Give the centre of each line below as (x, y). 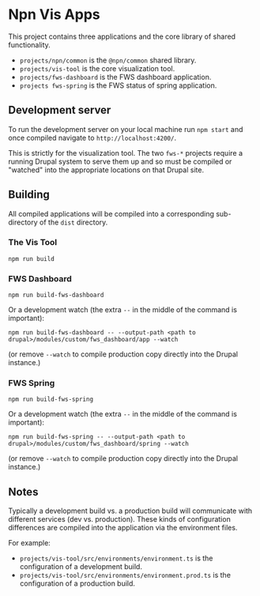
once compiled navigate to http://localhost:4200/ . (92, 138)
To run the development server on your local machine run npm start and (126, 129)
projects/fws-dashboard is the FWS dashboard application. (115, 77)
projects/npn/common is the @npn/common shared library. (108, 60)
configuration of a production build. (77, 583)
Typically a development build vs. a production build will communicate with (130, 511)
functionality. (30, 44)
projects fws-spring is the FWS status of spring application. (118, 85)
